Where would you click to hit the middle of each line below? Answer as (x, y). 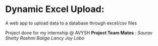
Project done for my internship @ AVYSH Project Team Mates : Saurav (79, 32)
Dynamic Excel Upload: (55, 9)
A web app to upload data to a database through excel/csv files (71, 23)
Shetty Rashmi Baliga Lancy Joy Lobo (45, 38)
